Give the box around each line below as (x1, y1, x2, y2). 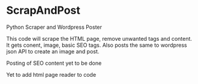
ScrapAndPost (6, 4, 80, 17)
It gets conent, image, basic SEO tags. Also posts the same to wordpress (6, 41, 187, 49)
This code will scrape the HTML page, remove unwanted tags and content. (6, 35, 192, 42)
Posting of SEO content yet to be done (6, 59, 102, 67)
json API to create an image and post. (6, 47, 100, 55)
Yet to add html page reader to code (6, 71, 97, 78)
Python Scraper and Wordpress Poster (6, 23, 103, 31)
